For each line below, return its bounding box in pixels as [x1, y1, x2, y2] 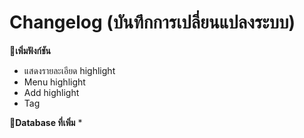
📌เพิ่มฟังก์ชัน [9, 44, 52, 56]
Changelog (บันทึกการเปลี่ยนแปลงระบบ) [9, 11, 296, 34]
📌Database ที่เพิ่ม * [9, 116, 83, 128]
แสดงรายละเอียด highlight [23, 64, 116, 76]
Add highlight [23, 86, 80, 98]
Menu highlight [23, 76, 86, 88]
